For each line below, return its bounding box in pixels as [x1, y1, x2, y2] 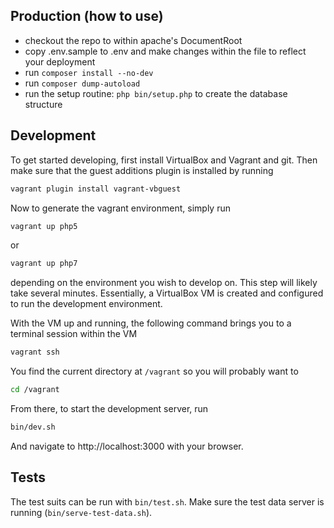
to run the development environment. [10, 298, 163, 310]
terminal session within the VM [10, 328, 138, 340]
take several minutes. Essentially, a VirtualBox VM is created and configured [10, 287, 324, 299]
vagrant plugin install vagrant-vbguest [10, 184, 182, 194]
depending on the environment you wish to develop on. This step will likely [10, 277, 318, 289]
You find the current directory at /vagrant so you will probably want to [10, 365, 299, 378]
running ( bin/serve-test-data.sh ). [10, 506, 153, 518]
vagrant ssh [10, 347, 60, 358]
